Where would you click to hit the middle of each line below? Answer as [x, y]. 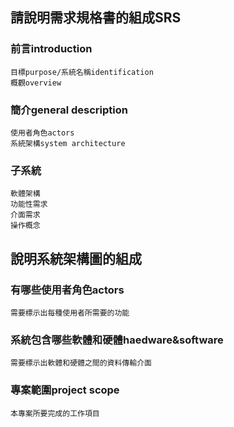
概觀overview [36, 83]
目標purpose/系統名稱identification [82, 72]
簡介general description [69, 110]
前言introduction [51, 49]
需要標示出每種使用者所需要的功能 [70, 313]
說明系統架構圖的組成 [76, 258]
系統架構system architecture [68, 143]
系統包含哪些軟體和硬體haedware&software [117, 340]
